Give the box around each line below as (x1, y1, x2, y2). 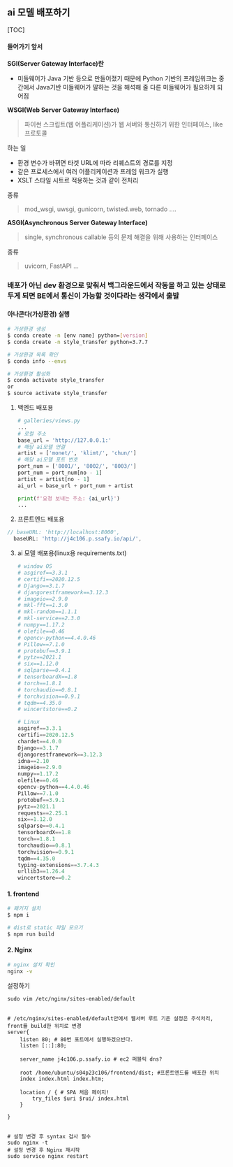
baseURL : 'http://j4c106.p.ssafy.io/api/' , (13, 536, 142, 543)
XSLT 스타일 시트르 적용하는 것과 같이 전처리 (17, 176, 139, 185)
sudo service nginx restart (7, 1152, 89, 1159)
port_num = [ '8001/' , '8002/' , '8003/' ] (17, 463, 137, 470)
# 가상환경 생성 (7, 326, 46, 333)
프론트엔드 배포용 (17, 515, 65, 523)
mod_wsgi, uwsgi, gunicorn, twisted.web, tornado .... (24, 205, 176, 213)
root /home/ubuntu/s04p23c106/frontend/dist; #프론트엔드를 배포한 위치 (20, 1069, 220, 1076)
